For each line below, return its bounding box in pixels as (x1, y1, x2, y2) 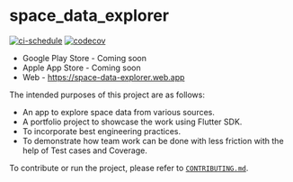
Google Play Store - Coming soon (22, 52, 146, 63)
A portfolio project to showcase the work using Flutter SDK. (22, 116, 243, 127)
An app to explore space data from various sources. (22, 106, 216, 117)
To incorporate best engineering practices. (22, 125, 182, 136)
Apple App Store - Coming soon (22, 62, 141, 73)
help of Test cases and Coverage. (22, 145, 148, 156)
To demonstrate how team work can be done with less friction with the (22, 135, 285, 146)
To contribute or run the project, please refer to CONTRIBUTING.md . (9, 162, 249, 173)
